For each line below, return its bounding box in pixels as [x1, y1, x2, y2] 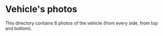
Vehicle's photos [5, 3, 77, 15]
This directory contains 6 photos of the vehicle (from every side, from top [5, 20, 158, 26]
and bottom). [5, 25, 32, 31]
